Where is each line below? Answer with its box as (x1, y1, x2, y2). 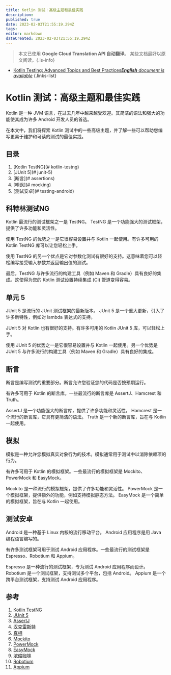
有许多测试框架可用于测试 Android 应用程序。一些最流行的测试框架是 (6, 546, 150, 553)
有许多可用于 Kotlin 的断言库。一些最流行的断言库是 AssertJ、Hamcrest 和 (6, 390, 162, 396)
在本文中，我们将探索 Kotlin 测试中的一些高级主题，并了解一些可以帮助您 (6, 127, 158, 133)
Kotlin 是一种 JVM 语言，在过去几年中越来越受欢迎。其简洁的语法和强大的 (6, 110, 160, 116)
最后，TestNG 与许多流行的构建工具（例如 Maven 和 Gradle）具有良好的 (6, 270, 157, 277)
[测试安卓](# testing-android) (13, 188, 74, 194)
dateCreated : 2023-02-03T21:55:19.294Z (6, 36, 91, 41)
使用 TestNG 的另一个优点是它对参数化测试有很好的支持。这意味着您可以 (6, 253, 158, 259)
